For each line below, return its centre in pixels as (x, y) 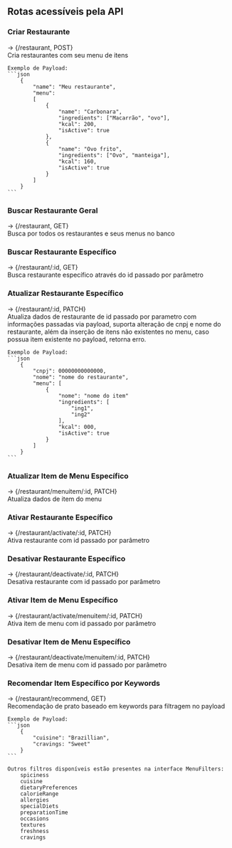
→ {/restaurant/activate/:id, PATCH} (59, 533)
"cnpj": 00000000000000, (70, 371)
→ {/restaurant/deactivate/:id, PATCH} (63, 574)
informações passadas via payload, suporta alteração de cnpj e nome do (115, 324)
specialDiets (39, 807)
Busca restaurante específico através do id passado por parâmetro (106, 275)
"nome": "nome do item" (94, 396)
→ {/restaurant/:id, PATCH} (47, 309)
